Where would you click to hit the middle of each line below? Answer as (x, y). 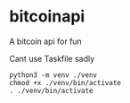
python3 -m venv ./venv (53, 75)
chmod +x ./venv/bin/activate (65, 82)
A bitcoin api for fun (45, 41)
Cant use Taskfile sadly (52, 58)
